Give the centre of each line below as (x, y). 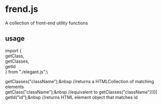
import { (13, 50)
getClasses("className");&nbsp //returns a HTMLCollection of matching (80, 81)
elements (15, 87)
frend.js (22, 9)
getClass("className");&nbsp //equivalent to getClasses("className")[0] (81, 92)
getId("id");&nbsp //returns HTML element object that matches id (71, 97)
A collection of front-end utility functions (47, 23)
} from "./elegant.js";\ (27, 72)
